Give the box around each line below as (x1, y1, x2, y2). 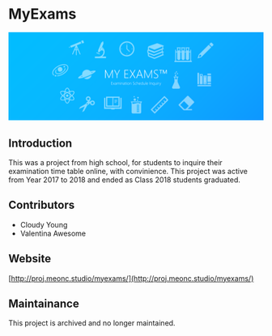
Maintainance (8, 297, 79, 310)
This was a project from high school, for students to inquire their (8, 157, 223, 167)
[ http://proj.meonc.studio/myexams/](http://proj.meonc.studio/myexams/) (8, 273, 254, 283)
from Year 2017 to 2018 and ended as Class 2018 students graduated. (8, 175, 241, 185)
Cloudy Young (19, 219, 68, 229)
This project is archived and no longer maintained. (8, 318, 176, 328)
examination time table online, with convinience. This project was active (8, 166, 249, 176)
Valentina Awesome (19, 228, 87, 238)
